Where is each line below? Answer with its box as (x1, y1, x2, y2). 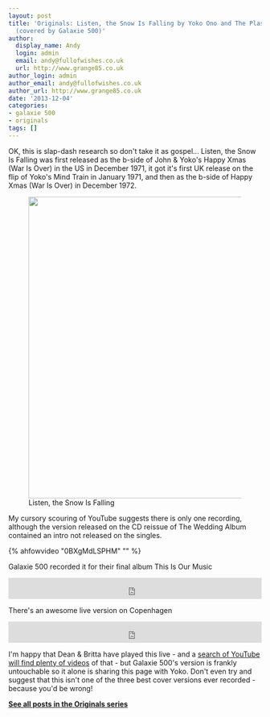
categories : (8, 102, 48, 110)
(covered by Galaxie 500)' (15, 27, 106, 35)
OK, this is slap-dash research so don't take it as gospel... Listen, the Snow (8, 146, 256, 155)
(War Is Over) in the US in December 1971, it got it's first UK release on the (8, 163, 254, 173)
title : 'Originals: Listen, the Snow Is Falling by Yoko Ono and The (8, 19, 247, 27)
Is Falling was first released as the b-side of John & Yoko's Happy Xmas (8, 155, 247, 164)
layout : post (8, 11, 52, 20)
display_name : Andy (15, 42, 81, 50)
